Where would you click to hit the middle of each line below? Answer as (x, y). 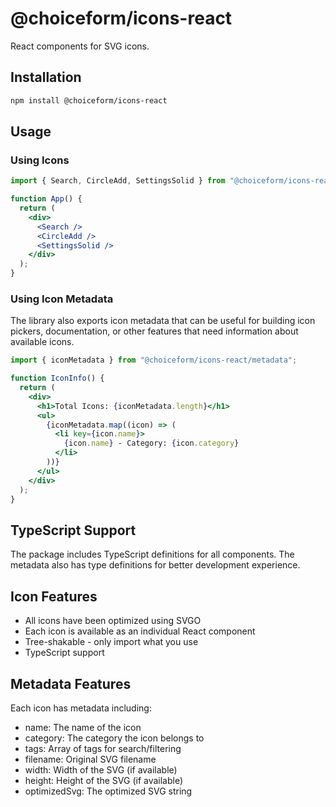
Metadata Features (71, 683)
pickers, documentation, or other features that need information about (154, 331)
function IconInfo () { (57, 378)
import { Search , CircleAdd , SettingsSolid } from (118, 181)
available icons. (42, 342)
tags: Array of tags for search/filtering (103, 748)
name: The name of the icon (83, 727)
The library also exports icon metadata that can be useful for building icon (163, 321)
